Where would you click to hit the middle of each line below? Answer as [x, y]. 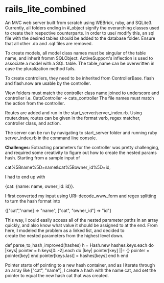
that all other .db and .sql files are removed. [49, 43]
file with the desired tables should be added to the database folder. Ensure [80, 38]
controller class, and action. [33, 123]
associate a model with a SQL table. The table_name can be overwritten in [80, 63]
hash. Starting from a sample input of [43, 157]
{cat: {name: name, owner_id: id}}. [40, 186]
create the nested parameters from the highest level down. [64, 235]
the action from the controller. [35, 103]
